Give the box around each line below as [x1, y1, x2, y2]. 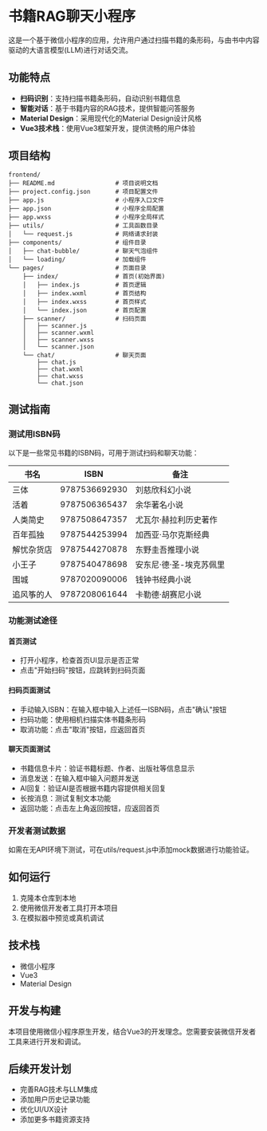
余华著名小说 [135, 499, 183, 510]
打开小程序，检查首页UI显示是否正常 [19, 656, 139, 665]
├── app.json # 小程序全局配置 [8, 204, 165, 212]
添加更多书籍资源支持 [19, 1114, 90, 1125]
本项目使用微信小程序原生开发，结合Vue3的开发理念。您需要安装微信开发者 [8, 1027, 257, 1036]
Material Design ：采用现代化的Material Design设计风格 [19, 113, 202, 123]
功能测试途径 [8, 615, 58, 626]
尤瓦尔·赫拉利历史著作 [135, 514, 218, 526]
